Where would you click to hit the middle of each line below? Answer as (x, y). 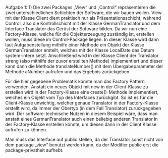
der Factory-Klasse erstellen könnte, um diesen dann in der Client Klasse (81, 124)
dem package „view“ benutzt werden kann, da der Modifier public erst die (82, 145)
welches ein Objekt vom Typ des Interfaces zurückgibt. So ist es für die (79, 97)
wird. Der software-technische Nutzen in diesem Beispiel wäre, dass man (81, 114)
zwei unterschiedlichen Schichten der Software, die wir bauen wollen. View (83, 13)
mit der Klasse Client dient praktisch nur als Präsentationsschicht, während (83, 18)
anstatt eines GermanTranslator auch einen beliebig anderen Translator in (81, 119)
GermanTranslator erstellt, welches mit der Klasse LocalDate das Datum (80, 50)
